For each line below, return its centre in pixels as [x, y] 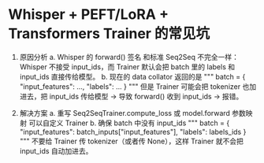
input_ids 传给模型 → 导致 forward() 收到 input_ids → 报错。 [146, 96]
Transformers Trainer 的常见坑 [109, 34]
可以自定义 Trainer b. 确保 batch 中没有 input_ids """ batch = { [129, 123]
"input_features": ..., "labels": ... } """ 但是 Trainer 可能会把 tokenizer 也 [134, 86]
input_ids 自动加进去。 [56, 150]
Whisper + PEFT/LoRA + [89, 15]
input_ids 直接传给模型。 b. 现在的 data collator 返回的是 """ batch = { [132, 76]
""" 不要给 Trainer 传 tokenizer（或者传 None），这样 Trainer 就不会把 [132, 141]
